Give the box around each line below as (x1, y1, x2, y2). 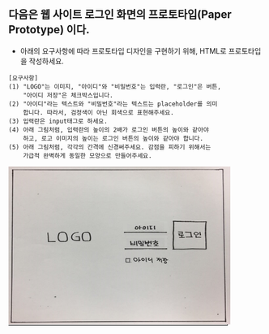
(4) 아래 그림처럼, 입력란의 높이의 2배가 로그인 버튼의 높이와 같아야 (8, 125, 209, 134)
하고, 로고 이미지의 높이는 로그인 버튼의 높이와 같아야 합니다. (23, 134, 204, 142)
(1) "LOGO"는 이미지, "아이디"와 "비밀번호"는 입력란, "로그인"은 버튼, (8, 82, 221, 91)
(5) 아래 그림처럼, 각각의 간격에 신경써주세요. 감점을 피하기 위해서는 (8, 143, 211, 151)
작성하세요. (28, 56, 65, 66)
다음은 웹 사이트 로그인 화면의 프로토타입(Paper (8, 7, 233, 22)
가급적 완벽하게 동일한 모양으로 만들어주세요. (23, 151, 152, 160)
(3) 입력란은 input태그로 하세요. (8, 117, 108, 125)
